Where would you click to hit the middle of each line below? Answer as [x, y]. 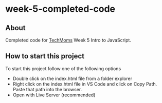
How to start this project [45, 56]
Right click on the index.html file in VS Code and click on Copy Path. [85, 84]
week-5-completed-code [60, 9]
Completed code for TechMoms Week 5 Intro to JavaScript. [68, 40]
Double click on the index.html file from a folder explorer [73, 78]
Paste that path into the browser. [47, 89]
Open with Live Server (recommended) [54, 95]
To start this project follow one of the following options [63, 68]
